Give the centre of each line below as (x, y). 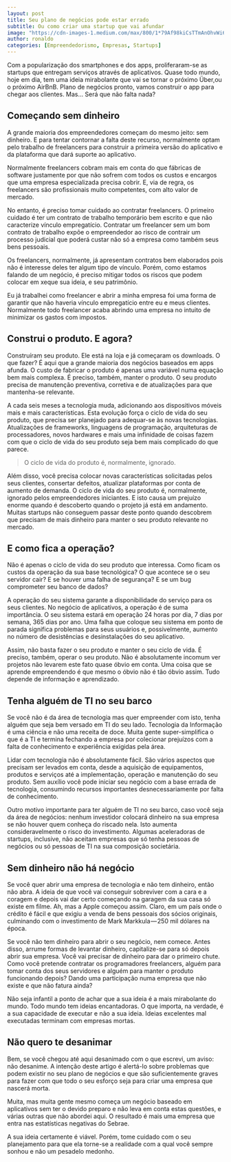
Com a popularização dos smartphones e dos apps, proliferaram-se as (107, 65)
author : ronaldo (30, 39)
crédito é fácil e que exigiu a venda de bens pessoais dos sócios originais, (112, 914)
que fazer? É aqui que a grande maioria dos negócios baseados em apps (111, 362)
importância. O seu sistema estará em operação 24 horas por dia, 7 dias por (115, 615)
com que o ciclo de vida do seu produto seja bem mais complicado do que (113, 441)
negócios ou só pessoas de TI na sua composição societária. (94, 846)
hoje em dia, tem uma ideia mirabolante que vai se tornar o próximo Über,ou (114, 79)
